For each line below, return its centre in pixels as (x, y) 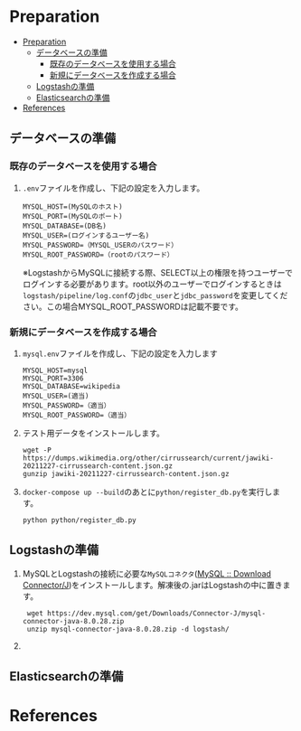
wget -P (37, 450)
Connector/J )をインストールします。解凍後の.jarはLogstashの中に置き (152, 585)
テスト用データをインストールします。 (94, 433)
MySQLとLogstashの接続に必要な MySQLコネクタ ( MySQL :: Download (146, 573)
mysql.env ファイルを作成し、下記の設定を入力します (120, 353)
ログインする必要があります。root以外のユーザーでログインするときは (152, 284)
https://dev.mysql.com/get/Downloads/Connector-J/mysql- (156, 613)
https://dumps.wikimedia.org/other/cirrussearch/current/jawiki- (148, 458)
